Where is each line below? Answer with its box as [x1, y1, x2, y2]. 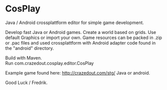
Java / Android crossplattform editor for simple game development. [5, 19, 144, 25]
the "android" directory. [5, 45, 54, 51]
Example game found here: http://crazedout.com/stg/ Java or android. [5, 69, 150, 75]
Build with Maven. [5, 54, 42, 60]
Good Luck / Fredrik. [5, 79, 48, 85]
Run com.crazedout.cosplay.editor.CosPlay [5, 60, 94, 66]
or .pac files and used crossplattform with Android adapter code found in [5, 39, 156, 45]
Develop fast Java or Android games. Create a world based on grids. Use [5, 29, 156, 35]
